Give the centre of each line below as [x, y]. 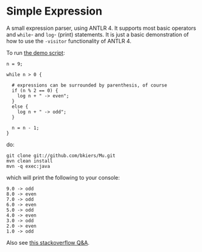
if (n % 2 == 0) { [35, 90]
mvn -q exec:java [28, 166]
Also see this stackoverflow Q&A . [48, 242]
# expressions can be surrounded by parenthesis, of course [89, 85]
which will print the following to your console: [63, 177]
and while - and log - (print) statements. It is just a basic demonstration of [98, 34]
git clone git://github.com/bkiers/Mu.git [61, 156]
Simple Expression [54, 11]
